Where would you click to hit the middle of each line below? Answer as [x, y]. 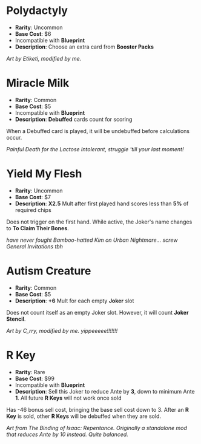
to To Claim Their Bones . [38, 228]
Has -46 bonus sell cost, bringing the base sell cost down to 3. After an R [98, 409]
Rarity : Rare [30, 372]
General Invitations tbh [35, 246]
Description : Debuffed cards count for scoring [74, 119]
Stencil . [16, 319]
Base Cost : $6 [33, 33]
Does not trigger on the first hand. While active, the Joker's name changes [99, 222]
